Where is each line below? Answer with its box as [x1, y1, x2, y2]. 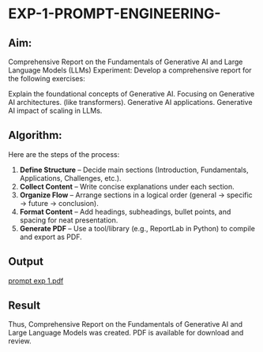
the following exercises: [8, 74, 85, 83]
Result [8, 299, 41, 313]
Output [8, 255, 43, 268]
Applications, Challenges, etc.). [19, 173, 122, 182]
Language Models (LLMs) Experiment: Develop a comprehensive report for [8, 66, 252, 75]
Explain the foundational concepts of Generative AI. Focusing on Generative [8, 89, 255, 99]
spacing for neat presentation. [19, 215, 118, 225]
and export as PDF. [19, 232, 82, 242]
